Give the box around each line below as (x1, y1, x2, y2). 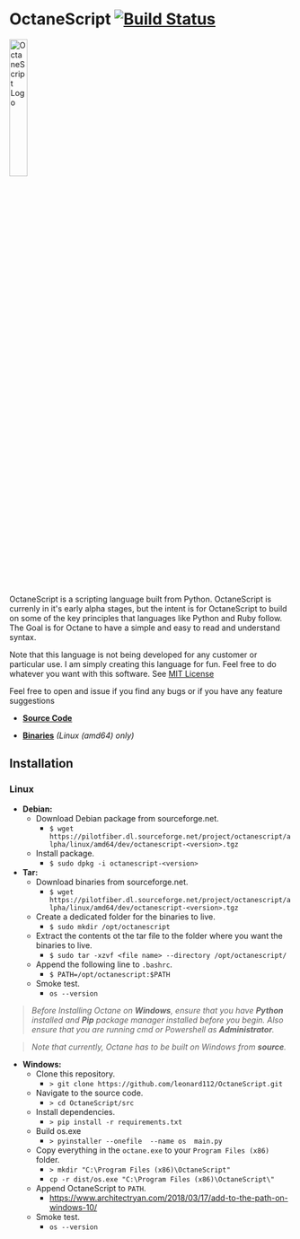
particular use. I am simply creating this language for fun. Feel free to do (9, 658, 277, 669)
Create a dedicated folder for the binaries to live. (35, 911, 216, 922)
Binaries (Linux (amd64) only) (22, 730, 135, 741)
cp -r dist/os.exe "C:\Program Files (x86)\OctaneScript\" (49, 1174, 276, 1184)
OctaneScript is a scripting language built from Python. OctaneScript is (9, 593, 272, 604)
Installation (9, 756, 74, 771)
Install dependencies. (35, 1106, 115, 1117)
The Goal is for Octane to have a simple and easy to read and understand (9, 622, 280, 633)
